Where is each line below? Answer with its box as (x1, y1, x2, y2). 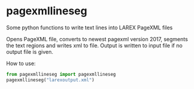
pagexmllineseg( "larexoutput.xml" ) (6, 76, 95, 83)
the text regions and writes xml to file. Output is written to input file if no (6, 42, 183, 49)
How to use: (6, 60, 36, 67)
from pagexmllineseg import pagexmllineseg (6, 71, 116, 77)
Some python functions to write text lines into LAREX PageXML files (6, 24, 173, 31)
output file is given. (6, 48, 54, 55)
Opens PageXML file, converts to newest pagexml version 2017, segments (6, 35, 188, 42)
